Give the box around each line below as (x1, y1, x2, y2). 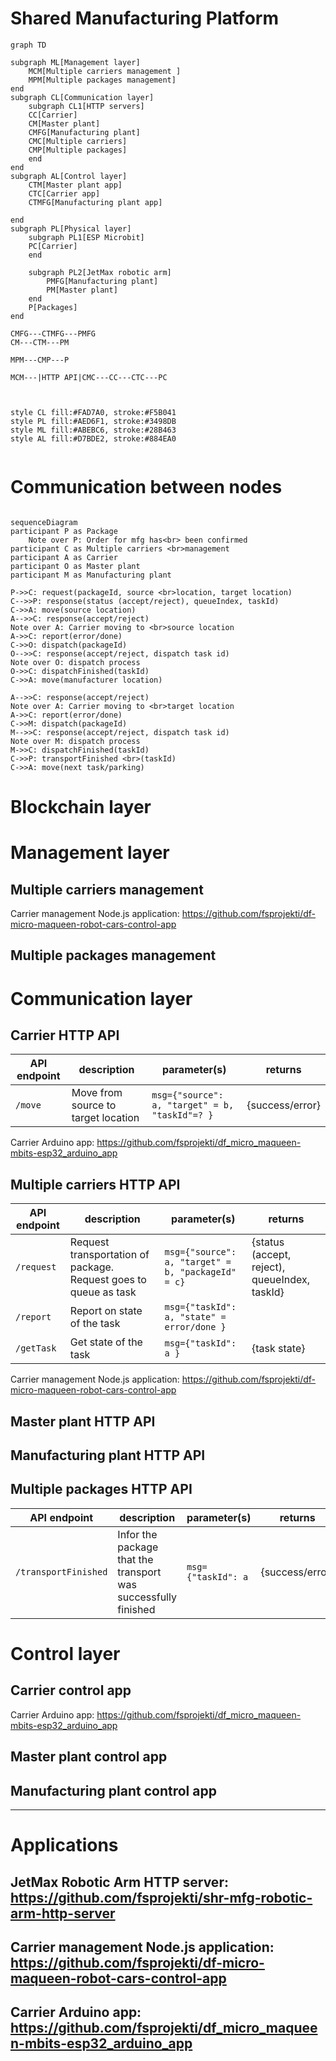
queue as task (69, 1285, 137, 1299)
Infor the (117, 1527, 158, 1541)
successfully (117, 1590, 177, 1604)
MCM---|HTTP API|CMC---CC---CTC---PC (10, 372, 168, 382)
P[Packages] (28, 302, 78, 312)
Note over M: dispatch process (10, 736, 141, 746)
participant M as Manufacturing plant (10, 570, 172, 580)
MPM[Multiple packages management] (28, 75, 177, 85)
